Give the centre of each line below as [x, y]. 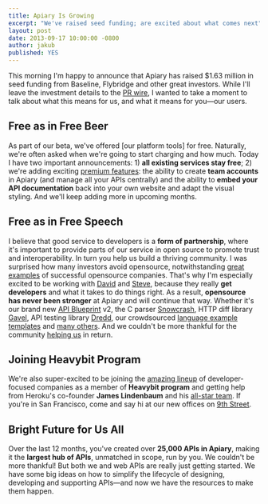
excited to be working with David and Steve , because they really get [120, 283]
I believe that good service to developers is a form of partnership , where [128, 241]
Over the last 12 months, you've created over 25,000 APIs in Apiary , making [134, 449]
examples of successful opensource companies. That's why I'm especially [131, 275]
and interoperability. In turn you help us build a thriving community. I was [128, 258]
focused [22, 387]
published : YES [33, 53]
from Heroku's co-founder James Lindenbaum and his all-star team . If [124, 396]
